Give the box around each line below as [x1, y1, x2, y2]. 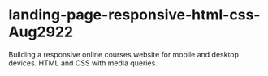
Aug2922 [8, 23, 74, 41]
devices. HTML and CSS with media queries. [8, 58, 158, 68]
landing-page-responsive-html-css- [8, 6, 261, 24]
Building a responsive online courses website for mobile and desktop [8, 49, 240, 59]
